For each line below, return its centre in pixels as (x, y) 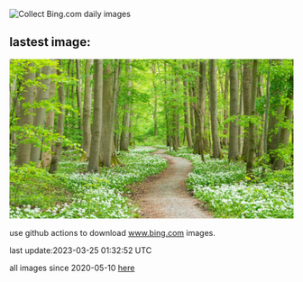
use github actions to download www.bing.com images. (113, 233)
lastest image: (50, 42)
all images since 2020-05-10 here (72, 268)
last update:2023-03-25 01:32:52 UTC (81, 250)
